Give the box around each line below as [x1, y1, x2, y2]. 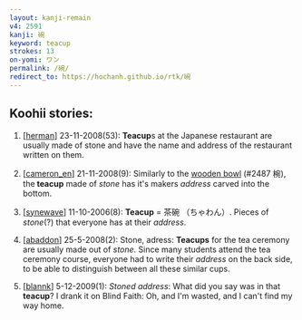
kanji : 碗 [9, 30, 45, 39]
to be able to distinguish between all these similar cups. [22, 263, 230, 274]
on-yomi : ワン [9, 55, 61, 64]
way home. [22, 300, 64, 311]
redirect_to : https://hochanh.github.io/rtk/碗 [9, 73, 191, 82]
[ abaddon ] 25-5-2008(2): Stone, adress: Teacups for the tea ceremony [22, 234, 290, 245]
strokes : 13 [9, 47, 54, 56]
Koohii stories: [9, 106, 93, 121]
